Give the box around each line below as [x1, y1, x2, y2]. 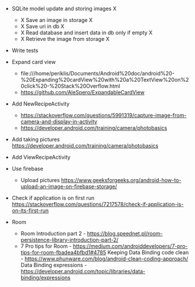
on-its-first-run [11, 207, 49, 214]
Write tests [11, 47, 39, 54]
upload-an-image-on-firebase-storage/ [20, 183, 117, 190]
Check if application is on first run [11, 194, 95, 201]
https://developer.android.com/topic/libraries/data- [20, 268, 146, 275]
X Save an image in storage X [20, 17, 93, 23]
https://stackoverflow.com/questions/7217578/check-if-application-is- [11, 201, 184, 208]
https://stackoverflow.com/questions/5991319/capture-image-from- [20, 112, 187, 119]
